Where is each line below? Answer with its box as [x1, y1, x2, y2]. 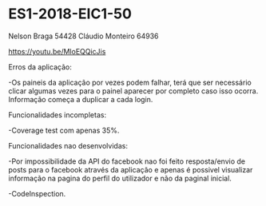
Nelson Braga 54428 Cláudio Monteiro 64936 [8, 31, 159, 41]
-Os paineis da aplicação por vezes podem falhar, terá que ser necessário [8, 77, 252, 87]
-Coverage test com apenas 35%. [8, 125, 120, 135]
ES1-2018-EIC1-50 [8, 5, 132, 23]
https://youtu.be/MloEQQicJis [8, 46, 106, 56]
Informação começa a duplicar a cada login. [8, 94, 153, 104]
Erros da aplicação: [8, 61, 72, 72]
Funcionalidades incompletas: [8, 109, 106, 120]
